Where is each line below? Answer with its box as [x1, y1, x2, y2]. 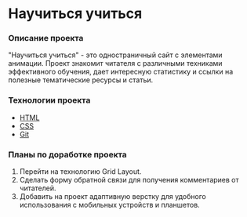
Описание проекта [8, 33, 84, 44]
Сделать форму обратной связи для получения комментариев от [19, 175, 239, 185]
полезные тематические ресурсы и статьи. [8, 75, 154, 85]
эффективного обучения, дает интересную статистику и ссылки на [8, 67, 234, 77]
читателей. [19, 183, 56, 193]
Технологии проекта [8, 95, 91, 106]
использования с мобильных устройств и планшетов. [19, 201, 200, 210]
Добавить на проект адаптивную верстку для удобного [19, 192, 206, 201]
